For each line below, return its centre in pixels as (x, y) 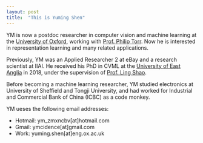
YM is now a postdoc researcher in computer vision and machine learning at (101, 35)
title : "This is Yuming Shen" (46, 18)
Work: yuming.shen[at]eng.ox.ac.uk (60, 133)
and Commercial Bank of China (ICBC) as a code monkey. (78, 97)
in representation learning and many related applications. (78, 48)
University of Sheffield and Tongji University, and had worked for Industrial (99, 90)
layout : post (23, 12)
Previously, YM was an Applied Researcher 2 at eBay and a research (92, 59)
